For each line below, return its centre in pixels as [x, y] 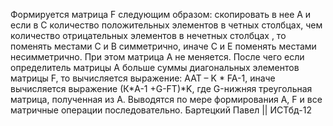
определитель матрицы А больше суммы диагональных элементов [155, 67]
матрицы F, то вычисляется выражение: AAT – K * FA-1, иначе [143, 78]
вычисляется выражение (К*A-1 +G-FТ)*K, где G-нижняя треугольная [161, 88]
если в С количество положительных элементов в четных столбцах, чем [166, 25]
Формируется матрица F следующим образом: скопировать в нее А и [161, 14]
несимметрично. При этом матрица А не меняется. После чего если [157, 57]
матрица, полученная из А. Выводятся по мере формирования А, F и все [166, 99]
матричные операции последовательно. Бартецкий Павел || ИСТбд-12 [161, 110]
